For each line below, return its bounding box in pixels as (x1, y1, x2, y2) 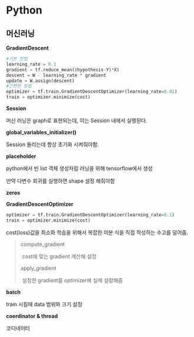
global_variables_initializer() (6, 129, 76, 136)
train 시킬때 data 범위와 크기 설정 (6, 300, 82, 308)
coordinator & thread (6, 312, 58, 319)
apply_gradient (20, 265, 57, 272)
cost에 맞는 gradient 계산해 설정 (22, 253, 97, 260)
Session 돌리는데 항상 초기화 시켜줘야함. (6, 141, 99, 148)
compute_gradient (20, 240, 65, 247)
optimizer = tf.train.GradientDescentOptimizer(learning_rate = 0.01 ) (6, 89, 178, 95)
